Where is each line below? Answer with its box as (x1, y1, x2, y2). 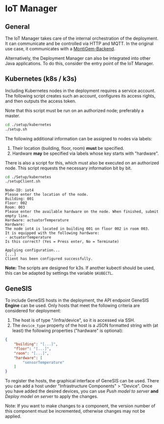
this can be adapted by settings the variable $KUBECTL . (5, 270, 114, 276)
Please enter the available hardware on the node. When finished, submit (5, 209, 159, 214)
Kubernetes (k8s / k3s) (5, 74, 77, 83)
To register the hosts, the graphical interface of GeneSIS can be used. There (5, 378, 159, 384)
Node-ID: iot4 (5, 188, 34, 193)
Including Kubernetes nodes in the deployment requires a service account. (5, 88, 156, 94)
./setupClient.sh (5, 179, 41, 184)
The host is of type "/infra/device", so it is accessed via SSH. (12, 317, 136, 323)
